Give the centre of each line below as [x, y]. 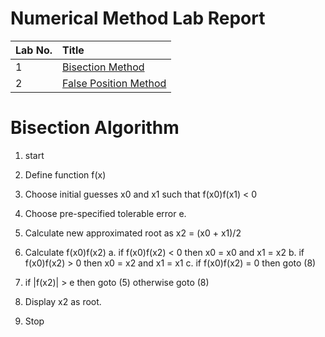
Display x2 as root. [63, 301]
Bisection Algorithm [95, 128]
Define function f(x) [65, 174]
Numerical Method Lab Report [138, 18]
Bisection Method [103, 67]
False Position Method [114, 83]
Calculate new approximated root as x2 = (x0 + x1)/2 [133, 233]
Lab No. [34, 50]
